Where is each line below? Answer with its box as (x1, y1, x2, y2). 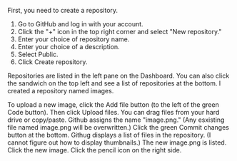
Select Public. (17, 50, 59, 58)
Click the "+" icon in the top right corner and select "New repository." (17, 28, 222, 36)
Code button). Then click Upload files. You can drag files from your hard (7, 108, 220, 116)
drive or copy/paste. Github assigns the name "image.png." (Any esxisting (7, 115, 225, 124)
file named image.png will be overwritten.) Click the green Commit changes (7, 123, 230, 131)
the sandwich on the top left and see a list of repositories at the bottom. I (7, 79, 221, 88)
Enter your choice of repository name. (17, 35, 130, 43)
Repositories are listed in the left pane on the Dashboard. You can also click (7, 71, 230, 80)
